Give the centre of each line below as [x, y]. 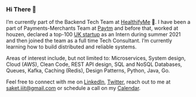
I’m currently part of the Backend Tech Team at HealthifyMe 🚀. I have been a [98, 22]
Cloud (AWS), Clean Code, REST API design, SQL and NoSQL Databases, [94, 64]
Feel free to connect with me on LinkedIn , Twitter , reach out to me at [88, 82]
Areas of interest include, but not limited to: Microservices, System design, [96, 58]
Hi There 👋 [21, 9]
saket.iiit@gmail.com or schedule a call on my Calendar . [73, 88]
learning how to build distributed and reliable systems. [71, 47]
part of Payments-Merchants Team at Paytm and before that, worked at [92, 28]
